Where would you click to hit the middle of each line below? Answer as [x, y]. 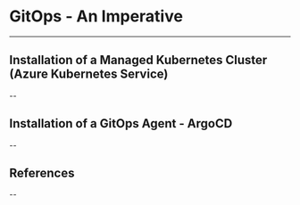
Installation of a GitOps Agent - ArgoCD [121, 123]
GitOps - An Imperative [96, 16]
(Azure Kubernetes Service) [89, 74]
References [42, 172]
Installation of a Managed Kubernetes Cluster [138, 60]
